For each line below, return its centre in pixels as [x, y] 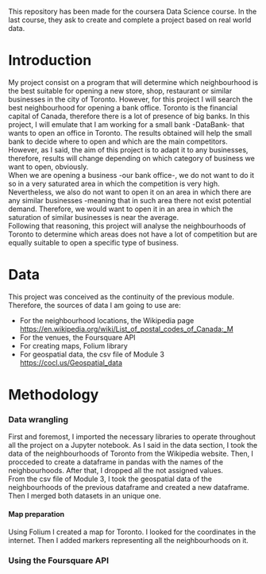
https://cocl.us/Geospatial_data [71, 362]
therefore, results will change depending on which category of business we [132, 158]
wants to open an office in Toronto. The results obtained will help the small [130, 133]
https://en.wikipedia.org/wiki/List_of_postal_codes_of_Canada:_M [127, 329]
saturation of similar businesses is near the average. [94, 217]
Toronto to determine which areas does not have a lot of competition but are [133, 234]
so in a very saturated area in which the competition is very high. [114, 183]
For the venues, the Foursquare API [78, 337]
